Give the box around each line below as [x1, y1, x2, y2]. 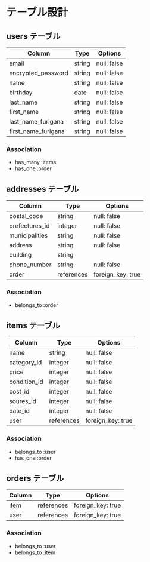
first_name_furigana [9, 127, 65, 135]
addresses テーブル [6, 183, 79, 194]
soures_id [9, 397, 37, 406]
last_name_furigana [9, 118, 64, 125]
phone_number [9, 260, 52, 269]
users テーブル [6, 31, 61, 41]
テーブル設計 [6, 5, 68, 19]
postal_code [9, 212, 43, 220]
